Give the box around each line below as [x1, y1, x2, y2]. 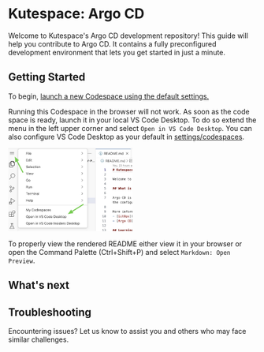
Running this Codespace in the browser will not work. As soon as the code [8, 107, 250, 116]
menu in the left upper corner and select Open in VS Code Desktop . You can [8, 123, 252, 133]
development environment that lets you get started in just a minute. [8, 47, 226, 57]
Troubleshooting [8, 305, 92, 319]
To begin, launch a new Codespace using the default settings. [8, 92, 210, 101]
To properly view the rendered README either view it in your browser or [8, 238, 243, 249]
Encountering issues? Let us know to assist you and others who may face [8, 327, 247, 336]
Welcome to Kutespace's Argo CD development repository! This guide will [8, 31, 248, 40]
